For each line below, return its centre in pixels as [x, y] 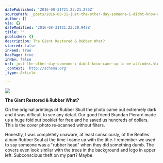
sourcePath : [17, 14]
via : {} [13, 23]
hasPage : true [19, 55]
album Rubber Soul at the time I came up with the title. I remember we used [80, 140]
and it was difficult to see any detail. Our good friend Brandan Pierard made [81, 114]
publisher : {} [19, 37]
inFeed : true [18, 50]
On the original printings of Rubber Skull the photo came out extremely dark [81, 109]
